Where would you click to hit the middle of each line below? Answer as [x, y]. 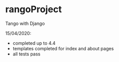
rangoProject [34, 9]
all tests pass [27, 54]
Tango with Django [25, 23]
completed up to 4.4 [34, 43]
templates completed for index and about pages [63, 48]
